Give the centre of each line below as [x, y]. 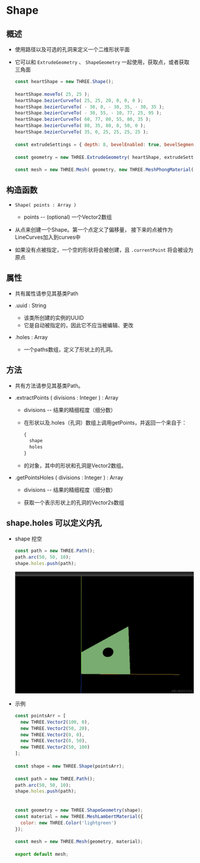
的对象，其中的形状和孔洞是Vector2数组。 [75, 466]
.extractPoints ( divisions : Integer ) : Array [67, 397]
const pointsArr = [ [40, 715]
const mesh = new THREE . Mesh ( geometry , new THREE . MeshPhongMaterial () [105, 170]
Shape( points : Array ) [46, 205]
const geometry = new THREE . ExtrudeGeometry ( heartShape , [88, 157]
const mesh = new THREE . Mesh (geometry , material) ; [79, 842]
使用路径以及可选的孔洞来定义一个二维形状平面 [72, 49]
